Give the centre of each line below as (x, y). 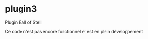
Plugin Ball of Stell (23, 22)
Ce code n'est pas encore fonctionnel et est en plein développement (74, 31)
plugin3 (21, 9)
